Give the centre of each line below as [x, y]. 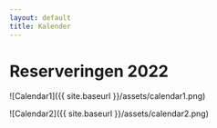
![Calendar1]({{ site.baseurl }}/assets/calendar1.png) [108, 96]
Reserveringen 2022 [89, 71]
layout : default [40, 18]
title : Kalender [40, 26]
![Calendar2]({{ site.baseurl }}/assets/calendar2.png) [109, 113]
